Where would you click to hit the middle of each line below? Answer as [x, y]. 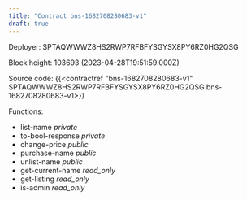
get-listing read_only [54, 179]
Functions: [26, 111]
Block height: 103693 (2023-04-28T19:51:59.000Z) [94, 63]
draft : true [28, 24]
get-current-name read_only [68, 170]
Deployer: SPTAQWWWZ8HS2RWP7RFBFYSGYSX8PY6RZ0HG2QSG [124, 46]
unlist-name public [52, 161]
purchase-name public [58, 153]
